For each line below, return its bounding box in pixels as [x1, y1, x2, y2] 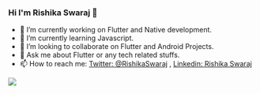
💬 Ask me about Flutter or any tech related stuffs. [19, 51, 180, 60]
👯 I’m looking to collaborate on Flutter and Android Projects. [19, 42, 214, 51]
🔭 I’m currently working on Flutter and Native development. [19, 25, 212, 35]
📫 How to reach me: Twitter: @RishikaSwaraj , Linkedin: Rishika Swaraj [19, 59, 253, 69]
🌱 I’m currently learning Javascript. [19, 33, 134, 43]
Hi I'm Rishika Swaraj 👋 [8, 7, 98, 18]
